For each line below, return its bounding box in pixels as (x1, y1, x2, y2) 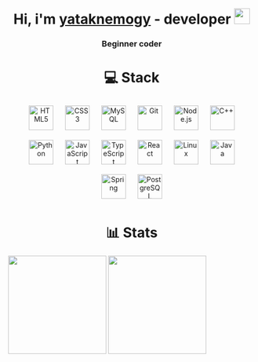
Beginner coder (101, 38, 162, 49)
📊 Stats (105, 224, 158, 242)
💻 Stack (104, 69, 160, 86)
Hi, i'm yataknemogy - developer (13, 10, 231, 28)
